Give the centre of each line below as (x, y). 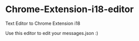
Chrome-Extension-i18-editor (69, 9)
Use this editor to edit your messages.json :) (52, 33)
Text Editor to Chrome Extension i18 (43, 23)
